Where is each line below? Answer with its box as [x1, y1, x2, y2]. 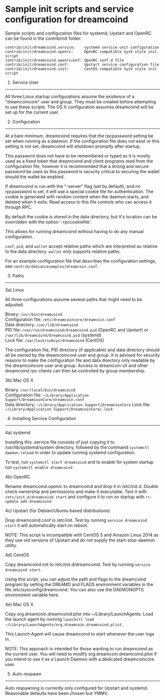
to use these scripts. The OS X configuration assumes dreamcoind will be [5, 104, 154, 110]
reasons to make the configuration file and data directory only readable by [5, 357, 156, 363]
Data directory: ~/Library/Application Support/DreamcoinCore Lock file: [5, 401, 151, 407]
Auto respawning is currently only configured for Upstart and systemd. [5, 685, 148, 691]
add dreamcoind [20, 499, 52, 504]
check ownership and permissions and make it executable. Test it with [5, 488, 147, 494]
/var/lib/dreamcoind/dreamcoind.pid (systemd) [5, 332, 102, 338]
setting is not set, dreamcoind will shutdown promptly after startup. [5, 143, 141, 149]
